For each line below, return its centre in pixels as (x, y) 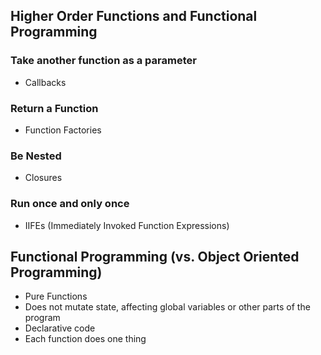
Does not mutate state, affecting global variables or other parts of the (167, 307)
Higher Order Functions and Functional (134, 16)
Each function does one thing (85, 339)
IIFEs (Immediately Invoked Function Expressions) (127, 225)
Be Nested (36, 156)
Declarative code (60, 328)
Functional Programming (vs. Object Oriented (155, 256)
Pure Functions (56, 296)
